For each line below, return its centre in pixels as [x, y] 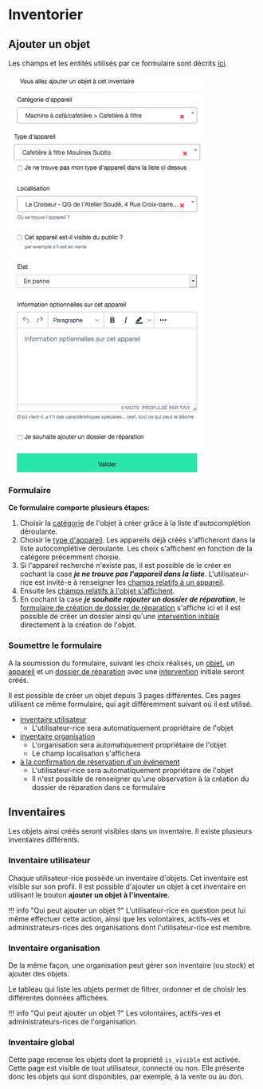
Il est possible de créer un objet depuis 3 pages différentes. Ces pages [125, 695]
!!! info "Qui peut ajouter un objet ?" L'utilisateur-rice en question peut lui [127, 910]
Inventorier [46, 15]
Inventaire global [42, 1042]
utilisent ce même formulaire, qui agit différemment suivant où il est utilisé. [130, 704]
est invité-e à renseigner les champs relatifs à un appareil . [130, 582]
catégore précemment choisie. [70, 557]
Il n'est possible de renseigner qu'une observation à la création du [140, 779]
